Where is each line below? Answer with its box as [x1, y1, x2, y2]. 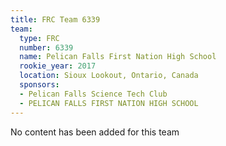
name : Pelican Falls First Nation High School [19, 52, 217, 62]
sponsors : [19, 80, 60, 90]
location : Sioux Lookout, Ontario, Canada [19, 71, 199, 81]
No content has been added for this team [10, 126, 180, 138]
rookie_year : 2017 [19, 61, 97, 71]
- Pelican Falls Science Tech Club [19, 89, 168, 99]
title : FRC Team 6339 [10, 14, 101, 25]
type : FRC [19, 33, 60, 43]
